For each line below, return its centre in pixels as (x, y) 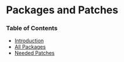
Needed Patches (34, 53)
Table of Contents (32, 28)
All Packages (30, 47)
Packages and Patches (62, 10)
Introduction (29, 41)
